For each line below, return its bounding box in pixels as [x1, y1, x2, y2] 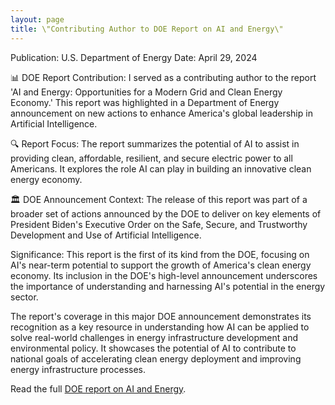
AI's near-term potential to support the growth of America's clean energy [10, 259, 312, 271]
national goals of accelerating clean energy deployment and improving [10, 352, 302, 365]
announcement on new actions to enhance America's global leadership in [10, 107, 313, 119]
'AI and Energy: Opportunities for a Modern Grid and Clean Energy [10, 86, 283, 98]
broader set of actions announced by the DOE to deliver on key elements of [10, 207, 322, 220]
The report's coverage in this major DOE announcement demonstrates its [10, 310, 312, 322]
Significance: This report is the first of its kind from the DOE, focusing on [10, 248, 310, 260]
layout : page [10, 14, 65, 25]
